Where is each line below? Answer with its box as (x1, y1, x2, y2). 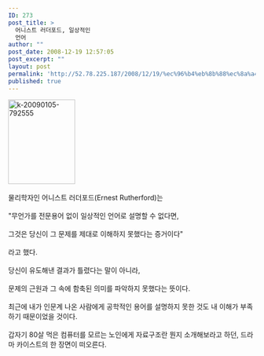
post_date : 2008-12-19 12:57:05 (8, 48, 114, 56)
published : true (8, 77, 61, 85)
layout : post (8, 63, 51, 71)
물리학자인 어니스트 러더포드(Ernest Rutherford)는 (8, 193, 163, 202)
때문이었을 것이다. (22, 311, 78, 321)
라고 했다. (8, 247, 38, 256)
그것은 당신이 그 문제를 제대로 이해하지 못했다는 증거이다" (8, 229, 184, 238)
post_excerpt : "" (8, 56, 65, 64)
